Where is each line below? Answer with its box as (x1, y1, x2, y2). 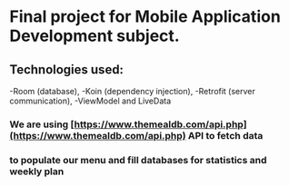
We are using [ (9, 118, 75, 131)
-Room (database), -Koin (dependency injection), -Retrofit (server (9, 86, 256, 96)
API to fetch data (187, 129, 264, 142)
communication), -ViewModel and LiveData (9, 95, 171, 106)
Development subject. (9, 25, 180, 46)
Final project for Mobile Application (9, 6, 282, 27)
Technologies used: (9, 62, 125, 77)
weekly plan (9, 165, 65, 178)
